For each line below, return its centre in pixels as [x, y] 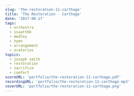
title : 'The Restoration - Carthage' [44, 14]
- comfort [19, 73]
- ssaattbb [21, 32]
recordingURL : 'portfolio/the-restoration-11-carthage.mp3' [68, 81]
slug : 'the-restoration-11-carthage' [44, 9]
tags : [11, 23]
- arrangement [24, 46]
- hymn [16, 41]
